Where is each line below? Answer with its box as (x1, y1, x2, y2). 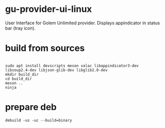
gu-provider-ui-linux (5, 3, 92, 15)
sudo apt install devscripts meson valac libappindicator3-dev (5, 63, 139, 68)
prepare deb (5, 102, 57, 113)
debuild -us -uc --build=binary (5, 118, 72, 123)
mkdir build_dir (5, 72, 39, 77)
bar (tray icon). (5, 25, 36, 31)
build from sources (5, 43, 85, 54)
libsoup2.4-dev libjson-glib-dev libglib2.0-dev (5, 67, 108, 72)
